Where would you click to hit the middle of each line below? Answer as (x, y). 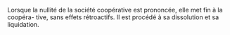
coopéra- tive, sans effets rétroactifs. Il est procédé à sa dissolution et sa (113, 17)
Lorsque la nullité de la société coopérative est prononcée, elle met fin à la (115, 10)
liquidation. (24, 24)
